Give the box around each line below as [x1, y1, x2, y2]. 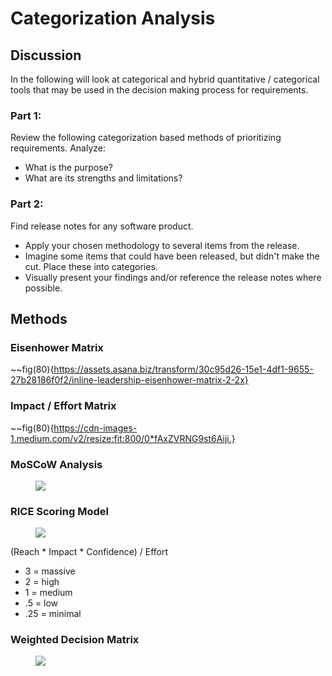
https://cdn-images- [53, 422, 138, 434]
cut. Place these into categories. [24, 260, 158, 272]
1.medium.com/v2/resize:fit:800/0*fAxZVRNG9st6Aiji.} [10, 432, 236, 444]
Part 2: [10, 197, 44, 211]
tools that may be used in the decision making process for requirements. [10, 84, 309, 96]
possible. [24, 282, 63, 294]
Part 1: [10, 108, 42, 122]
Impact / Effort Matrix [10, 399, 117, 413]
